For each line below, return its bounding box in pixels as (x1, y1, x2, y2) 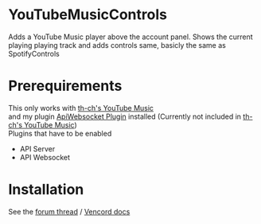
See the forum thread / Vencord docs (8, 206, 130, 216)
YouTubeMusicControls (8, 6, 167, 24)
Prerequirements (8, 77, 123, 95)
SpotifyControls (8, 49, 60, 58)
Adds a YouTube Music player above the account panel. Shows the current (8, 32, 253, 41)
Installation (8, 181, 84, 198)
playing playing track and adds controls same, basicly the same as (8, 40, 227, 49)
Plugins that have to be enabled (8, 128, 112, 138)
